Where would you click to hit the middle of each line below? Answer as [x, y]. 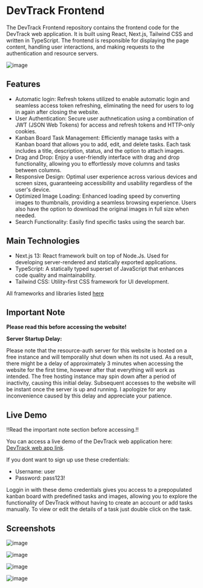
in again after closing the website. [57, 112]
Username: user [35, 472]
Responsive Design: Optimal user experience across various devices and [106, 177]
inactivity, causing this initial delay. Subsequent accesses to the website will [101, 383]
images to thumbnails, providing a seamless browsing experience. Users [106, 202]
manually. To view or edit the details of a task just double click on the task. [99, 509]
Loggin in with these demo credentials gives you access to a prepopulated [99, 490]
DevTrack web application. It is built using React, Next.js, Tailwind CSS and [100, 33]
